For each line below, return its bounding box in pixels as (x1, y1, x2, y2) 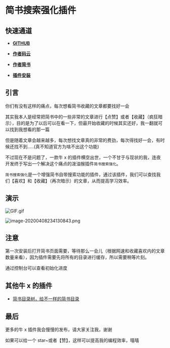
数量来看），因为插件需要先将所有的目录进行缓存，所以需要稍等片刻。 (5, 254, 149, 260)
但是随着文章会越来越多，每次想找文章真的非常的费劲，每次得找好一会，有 (5, 137, 160, 143)
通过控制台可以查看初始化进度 (5, 265, 67, 271)
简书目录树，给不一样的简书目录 (12, 296, 79, 302)
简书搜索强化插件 (5, 5, 77, 16)
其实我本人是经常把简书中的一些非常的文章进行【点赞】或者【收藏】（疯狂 (5, 114, 158, 120)
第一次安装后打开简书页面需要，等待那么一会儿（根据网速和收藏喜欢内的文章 (5, 248, 165, 254)
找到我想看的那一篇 (9, 126, 50, 132)
